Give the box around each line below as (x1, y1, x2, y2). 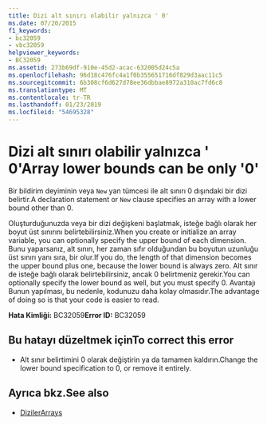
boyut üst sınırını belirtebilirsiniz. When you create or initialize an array (8, 227, 237, 236)
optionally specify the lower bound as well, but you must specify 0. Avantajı (8, 277, 256, 288)
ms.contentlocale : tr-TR (8, 93, 91, 101)
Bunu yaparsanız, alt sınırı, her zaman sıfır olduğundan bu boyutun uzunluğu (8, 244, 259, 253)
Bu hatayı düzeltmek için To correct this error (8, 333, 234, 348)
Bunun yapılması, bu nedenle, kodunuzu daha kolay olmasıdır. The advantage (8, 286, 260, 296)
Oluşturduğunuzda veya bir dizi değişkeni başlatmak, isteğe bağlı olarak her (8, 218, 257, 228)
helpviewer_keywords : (8, 49, 80, 57)
